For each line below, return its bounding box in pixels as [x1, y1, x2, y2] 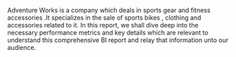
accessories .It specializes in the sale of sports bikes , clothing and [7, 13, 201, 22]
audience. [7, 44, 37, 51]
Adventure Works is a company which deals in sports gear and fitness [7, 6, 211, 14]
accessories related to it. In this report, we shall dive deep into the [7, 21, 199, 29]
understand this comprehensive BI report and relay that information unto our [7, 36, 229, 44]
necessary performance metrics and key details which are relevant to [7, 28, 209, 37]
